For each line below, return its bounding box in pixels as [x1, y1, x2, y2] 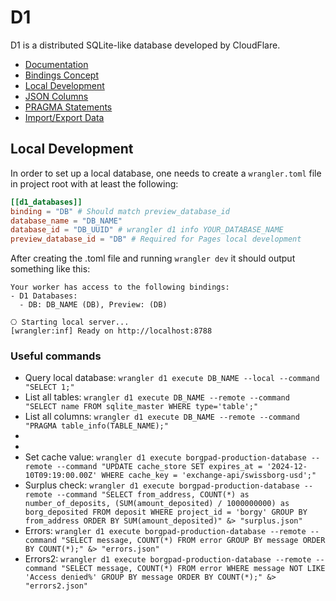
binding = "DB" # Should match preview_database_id [10, 206, 230, 216]
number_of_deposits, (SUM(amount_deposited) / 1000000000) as [24, 499, 290, 509]
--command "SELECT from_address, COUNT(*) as [56, 490, 250, 500]
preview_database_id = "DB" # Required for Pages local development [10, 234, 302, 245]
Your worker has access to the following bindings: [10, 282, 230, 293]
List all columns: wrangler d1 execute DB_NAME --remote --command [24, 411, 300, 423]
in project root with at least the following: [10, 177, 179, 190]
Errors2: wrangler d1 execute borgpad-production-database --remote [24, 553, 312, 565]
